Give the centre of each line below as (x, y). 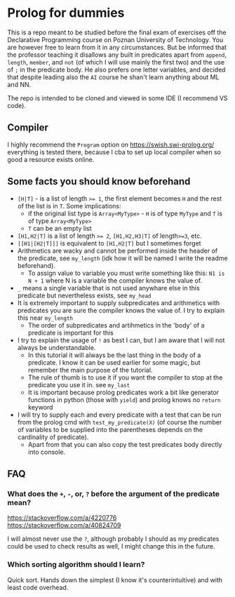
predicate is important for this (71, 333)
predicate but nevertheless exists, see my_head (84, 295)
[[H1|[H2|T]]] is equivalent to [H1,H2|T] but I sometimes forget (109, 243)
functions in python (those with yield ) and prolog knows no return (124, 400)
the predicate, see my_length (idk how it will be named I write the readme (122, 258)
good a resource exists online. (51, 159)
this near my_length (45, 318)
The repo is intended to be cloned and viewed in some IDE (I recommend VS (117, 98)
